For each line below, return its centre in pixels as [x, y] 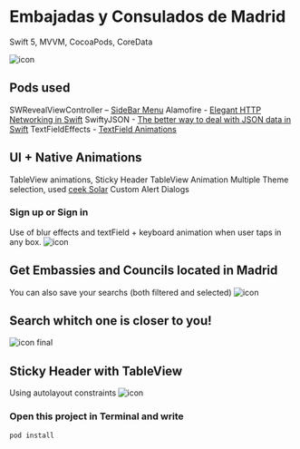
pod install [32, 435]
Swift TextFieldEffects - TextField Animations [93, 129]
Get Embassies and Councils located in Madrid [144, 271]
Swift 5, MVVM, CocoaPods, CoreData [81, 42]
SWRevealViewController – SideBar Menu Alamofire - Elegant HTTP [135, 110]
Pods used [40, 88]
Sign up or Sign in [49, 212]
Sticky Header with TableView [96, 371]
